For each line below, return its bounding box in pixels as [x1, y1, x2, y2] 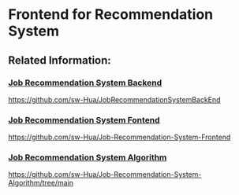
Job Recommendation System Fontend [8, 114, 160, 125]
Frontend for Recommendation [8, 6, 214, 24]
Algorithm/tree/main [8, 178, 73, 188]
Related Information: [8, 53, 112, 67]
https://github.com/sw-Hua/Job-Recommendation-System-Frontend [8, 132, 231, 142]
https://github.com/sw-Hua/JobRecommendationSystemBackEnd [8, 94, 221, 104]
